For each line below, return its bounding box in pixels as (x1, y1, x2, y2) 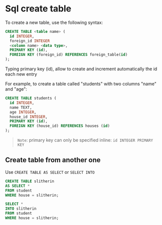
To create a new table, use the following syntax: (5, 19, 103, 25)
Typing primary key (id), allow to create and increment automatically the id (5, 66, 158, 72)
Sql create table (5, 3, 72, 14)
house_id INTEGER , (9, 114, 48, 119)
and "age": (5, 86, 27, 92)
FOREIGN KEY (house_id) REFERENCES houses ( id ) (9, 123, 110, 128)
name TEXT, (9, 105, 32, 110)
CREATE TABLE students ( (5, 96, 57, 101)
